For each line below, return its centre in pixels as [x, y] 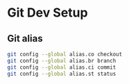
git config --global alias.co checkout [65, 54]
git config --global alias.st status [62, 74]
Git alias [25, 39]
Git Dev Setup [48, 13]
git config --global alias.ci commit [62, 67]
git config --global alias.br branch [62, 60]
